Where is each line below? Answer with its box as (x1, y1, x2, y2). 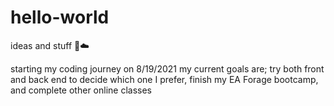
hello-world (10, 6, 110, 29)
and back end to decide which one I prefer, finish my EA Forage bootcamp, (10, 73, 319, 85)
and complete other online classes (10, 84, 152, 96)
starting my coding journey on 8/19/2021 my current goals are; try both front (10, 62, 325, 75)
